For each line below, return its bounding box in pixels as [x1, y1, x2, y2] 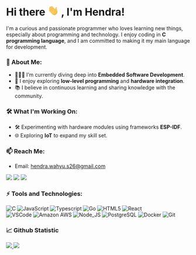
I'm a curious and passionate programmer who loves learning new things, [6, 25, 183, 32]
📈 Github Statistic [6, 226, 59, 235]
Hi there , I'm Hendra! [6, 5, 125, 19]
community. [14, 92, 43, 99]
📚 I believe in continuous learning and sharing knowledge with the [14, 84, 176, 91]
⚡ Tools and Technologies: [6, 189, 83, 198]
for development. [6, 43, 48, 51]
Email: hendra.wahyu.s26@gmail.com [14, 163, 106, 170]
